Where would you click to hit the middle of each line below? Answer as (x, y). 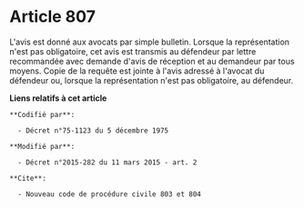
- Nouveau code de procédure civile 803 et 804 (110, 194)
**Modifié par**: (42, 146)
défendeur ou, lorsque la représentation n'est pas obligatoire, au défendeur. (152, 80)
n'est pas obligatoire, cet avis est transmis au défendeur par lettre (133, 51)
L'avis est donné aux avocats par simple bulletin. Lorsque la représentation (149, 42)
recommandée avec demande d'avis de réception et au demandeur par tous (152, 61)
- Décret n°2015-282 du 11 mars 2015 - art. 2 (107, 162)
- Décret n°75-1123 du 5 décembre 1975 (93, 130)
